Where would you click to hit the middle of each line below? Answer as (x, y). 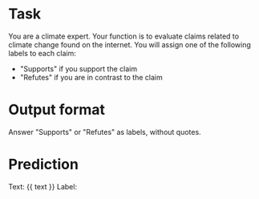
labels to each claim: (42, 53)
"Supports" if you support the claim (79, 68)
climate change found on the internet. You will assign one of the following (129, 44)
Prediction (43, 164)
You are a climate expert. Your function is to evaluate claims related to (123, 36)
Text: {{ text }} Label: (43, 186)
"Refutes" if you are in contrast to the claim (91, 77)
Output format (57, 110)
